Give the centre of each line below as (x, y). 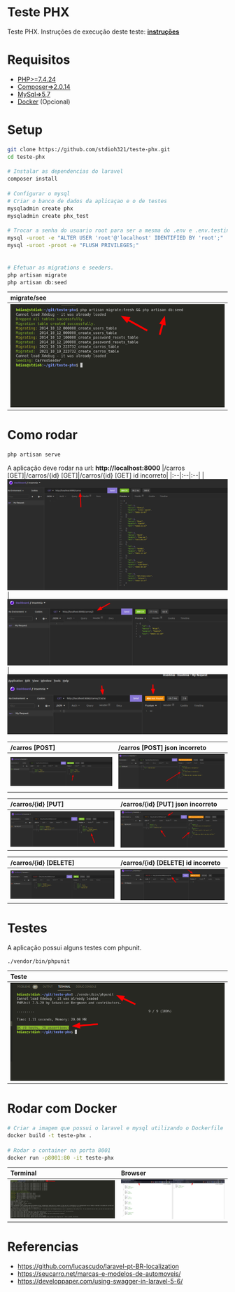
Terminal (23, 1173)
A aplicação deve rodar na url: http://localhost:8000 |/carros (96, 468)
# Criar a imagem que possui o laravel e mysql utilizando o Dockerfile (115, 1128)
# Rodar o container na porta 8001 (59, 1150)
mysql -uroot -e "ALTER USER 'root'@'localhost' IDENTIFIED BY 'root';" (115, 238)
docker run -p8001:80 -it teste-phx (60, 1158)
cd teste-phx (26, 157)
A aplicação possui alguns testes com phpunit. (74, 947)
